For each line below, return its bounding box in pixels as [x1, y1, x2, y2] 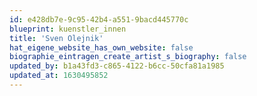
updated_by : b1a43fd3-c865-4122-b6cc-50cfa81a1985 [9, 61, 225, 71]
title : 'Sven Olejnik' [9, 33, 104, 43]
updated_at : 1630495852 [9, 71, 109, 81]
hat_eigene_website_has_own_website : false [9, 42, 194, 53]
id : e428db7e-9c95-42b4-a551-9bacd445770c [9, 14, 189, 25]
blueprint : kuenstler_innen [9, 24, 127, 34]
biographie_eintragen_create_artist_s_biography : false [9, 52, 247, 62]
